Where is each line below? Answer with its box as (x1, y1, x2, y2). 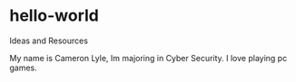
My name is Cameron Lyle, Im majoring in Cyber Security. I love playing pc (9, 52, 288, 63)
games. (9, 62, 38, 73)
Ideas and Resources (9, 35, 89, 46)
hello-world (9, 5, 100, 26)
